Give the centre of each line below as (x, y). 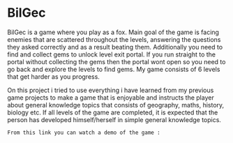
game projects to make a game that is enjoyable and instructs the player (111, 97)
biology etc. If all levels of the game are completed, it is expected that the (113, 112)
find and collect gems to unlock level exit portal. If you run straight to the (112, 54)
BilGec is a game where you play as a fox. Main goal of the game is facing (113, 32)
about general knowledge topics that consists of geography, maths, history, (116, 105)
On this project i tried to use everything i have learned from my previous (111, 90)
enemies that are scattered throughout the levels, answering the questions (114, 39)
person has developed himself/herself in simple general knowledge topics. (114, 119)
